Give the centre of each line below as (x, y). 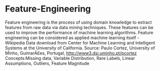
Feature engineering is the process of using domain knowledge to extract (79, 22)
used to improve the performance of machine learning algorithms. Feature (79, 32)
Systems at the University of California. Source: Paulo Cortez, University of (80, 48)
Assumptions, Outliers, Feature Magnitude (47, 63)
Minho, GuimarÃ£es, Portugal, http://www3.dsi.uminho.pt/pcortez (71, 53)
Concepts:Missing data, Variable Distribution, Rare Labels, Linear (70, 58)
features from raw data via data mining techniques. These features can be (79, 27)
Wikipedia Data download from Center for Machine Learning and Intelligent (80, 43)
